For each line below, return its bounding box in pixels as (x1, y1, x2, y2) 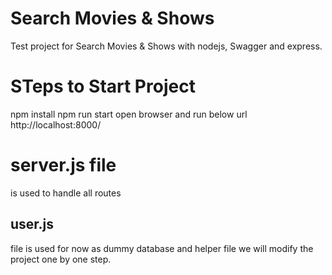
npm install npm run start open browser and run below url (10, 108, 248, 120)
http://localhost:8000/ (10, 118, 102, 131)
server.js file (10, 154, 117, 177)
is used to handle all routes (10, 187, 122, 199)
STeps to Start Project (10, 75, 196, 98)
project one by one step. (10, 253, 112, 265)
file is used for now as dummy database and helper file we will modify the (10, 242, 314, 254)
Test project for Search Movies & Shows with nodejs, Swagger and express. (10, 40, 323, 52)
